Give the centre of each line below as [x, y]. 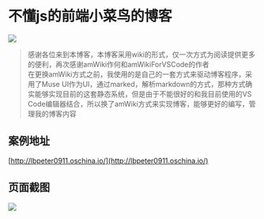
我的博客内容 [55, 113]
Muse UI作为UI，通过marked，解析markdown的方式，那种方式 [143, 84]
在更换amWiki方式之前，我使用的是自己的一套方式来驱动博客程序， [136, 74]
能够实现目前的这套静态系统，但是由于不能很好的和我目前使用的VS [143, 94]
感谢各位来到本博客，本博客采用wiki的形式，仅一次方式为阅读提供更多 [141, 54]
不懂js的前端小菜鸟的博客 [90, 16]
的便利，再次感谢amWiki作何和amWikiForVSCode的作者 [118, 64]
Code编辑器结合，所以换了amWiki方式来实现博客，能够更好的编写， [138, 104]
